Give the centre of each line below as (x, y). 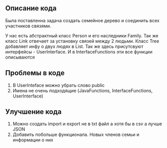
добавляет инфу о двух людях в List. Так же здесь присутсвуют (74, 46)
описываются (20, 57)
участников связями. (28, 26)
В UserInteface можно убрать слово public (59, 85)
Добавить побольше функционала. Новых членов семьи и (76, 135)
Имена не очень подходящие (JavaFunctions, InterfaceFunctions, (82, 90)
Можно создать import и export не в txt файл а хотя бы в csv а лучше (87, 124)
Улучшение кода (34, 112)
